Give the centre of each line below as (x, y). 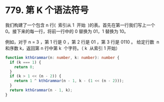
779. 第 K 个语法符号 (47, 10)
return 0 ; (24, 67)
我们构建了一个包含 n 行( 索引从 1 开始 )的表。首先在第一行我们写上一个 (80, 25)
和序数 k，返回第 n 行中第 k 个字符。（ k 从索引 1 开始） (63, 48)
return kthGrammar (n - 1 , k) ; (41, 90)
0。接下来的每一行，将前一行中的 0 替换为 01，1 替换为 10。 (67, 31)
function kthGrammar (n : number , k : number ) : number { (62, 57)
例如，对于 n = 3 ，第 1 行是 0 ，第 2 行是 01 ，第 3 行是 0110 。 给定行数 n (82, 42)
